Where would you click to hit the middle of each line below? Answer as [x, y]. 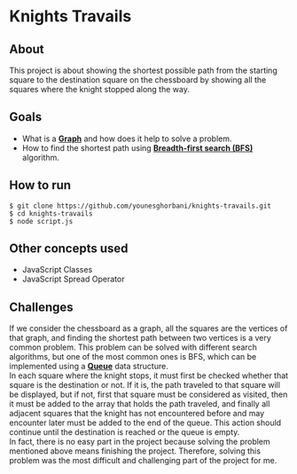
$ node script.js [41, 221]
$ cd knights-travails [51, 213]
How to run [40, 185]
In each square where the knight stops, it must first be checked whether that [149, 375]
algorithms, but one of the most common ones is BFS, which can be [133, 357]
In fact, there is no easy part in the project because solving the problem [140, 442]
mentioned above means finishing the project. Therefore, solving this [135, 451]
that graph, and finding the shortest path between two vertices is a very [141, 338]
